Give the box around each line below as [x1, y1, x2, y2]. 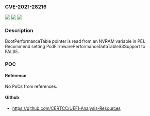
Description [5, 27, 33, 34]
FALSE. [5, 49, 19, 54]
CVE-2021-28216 [5, 3, 47, 10]
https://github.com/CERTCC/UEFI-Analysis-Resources [12, 105, 121, 111]
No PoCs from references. [5, 83, 57, 89]
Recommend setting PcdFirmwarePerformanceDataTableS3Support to [5, 43, 146, 49]
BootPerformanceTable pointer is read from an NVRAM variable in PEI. [5, 38, 146, 44]
